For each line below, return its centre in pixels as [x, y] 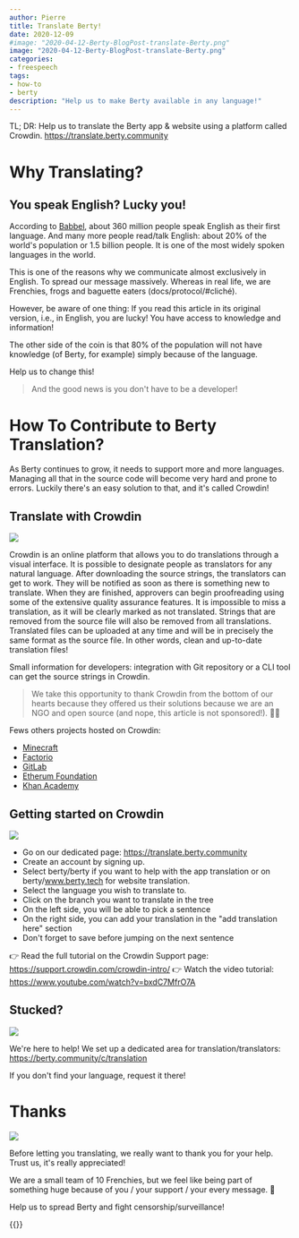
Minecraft [40, 747]
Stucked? [37, 1010]
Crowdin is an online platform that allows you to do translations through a [144, 555]
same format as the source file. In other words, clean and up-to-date [136, 640]
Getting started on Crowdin [87, 814]
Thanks [38, 1111]
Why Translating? [77, 172]
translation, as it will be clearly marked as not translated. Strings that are [142, 612]
